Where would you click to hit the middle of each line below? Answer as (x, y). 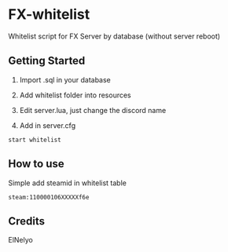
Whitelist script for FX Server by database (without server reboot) (114, 36)
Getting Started (47, 61)
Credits (27, 221)
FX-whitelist (49, 15)
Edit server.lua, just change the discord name (93, 110)
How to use (36, 164)
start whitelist (35, 140)
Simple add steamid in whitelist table (68, 183)
